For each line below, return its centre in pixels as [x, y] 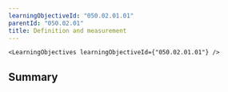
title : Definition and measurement [68, 30]
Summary [33, 77]
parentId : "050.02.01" [46, 23]
